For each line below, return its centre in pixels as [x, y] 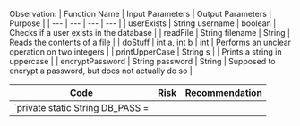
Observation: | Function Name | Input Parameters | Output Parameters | [141, 14]
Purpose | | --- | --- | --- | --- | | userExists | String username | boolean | [143, 23]
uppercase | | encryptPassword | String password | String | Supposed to [142, 61]
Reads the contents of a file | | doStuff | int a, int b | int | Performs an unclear [150, 42]
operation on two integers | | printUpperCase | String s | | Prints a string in [146, 52]
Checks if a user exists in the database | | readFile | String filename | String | [150, 33]
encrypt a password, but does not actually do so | [101, 71]
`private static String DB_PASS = [81, 108]
